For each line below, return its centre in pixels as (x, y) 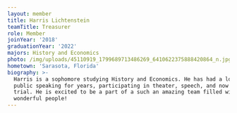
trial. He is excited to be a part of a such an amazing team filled (118, 92)
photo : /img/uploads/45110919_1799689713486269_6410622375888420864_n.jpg (120, 60)
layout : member (30, 14)
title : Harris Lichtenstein (49, 20)
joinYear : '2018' (33, 40)
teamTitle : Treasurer (39, 27)
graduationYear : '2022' (42, 46)
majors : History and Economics (53, 53)
